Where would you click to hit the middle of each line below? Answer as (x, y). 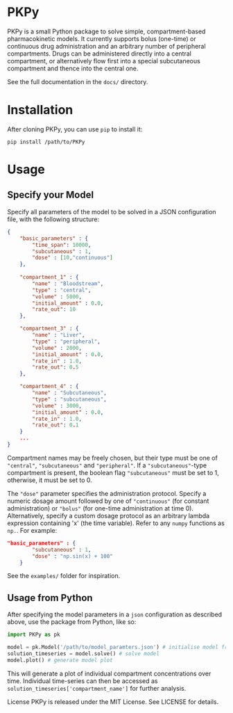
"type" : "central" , (62, 290)
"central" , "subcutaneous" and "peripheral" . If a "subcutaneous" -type (107, 465)
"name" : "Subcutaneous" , (70, 393)
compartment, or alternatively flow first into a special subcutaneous (104, 61)
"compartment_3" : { (49, 329)
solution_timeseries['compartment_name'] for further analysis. (97, 688)
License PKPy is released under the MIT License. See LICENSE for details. (113, 702)
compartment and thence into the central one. (73, 68)
